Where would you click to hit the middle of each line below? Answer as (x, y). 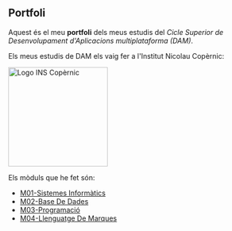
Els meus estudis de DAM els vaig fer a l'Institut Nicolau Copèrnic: (116, 56)
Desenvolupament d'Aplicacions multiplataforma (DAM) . (101, 40)
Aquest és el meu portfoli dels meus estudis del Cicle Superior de (116, 32)
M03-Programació (50, 210)
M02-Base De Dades (54, 201)
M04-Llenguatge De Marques (68, 218)
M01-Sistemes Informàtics (62, 193)
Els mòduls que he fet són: (52, 177)
